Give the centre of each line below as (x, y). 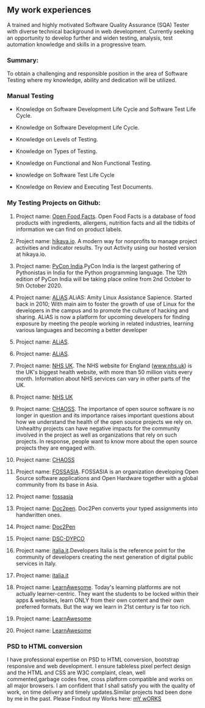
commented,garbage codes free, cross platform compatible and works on (100, 679)
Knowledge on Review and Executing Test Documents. (84, 187)
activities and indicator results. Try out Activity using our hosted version (106, 247)
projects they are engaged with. (56, 448)
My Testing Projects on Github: (54, 203)
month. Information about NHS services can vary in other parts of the (103, 378)
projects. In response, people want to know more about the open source (106, 441)
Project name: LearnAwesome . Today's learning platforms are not (98, 587)
